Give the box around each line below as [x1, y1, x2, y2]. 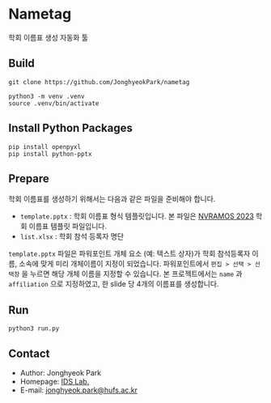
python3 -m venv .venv [8, 92, 85, 100]
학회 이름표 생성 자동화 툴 [8, 32, 89, 42]
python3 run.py [8, 325, 60, 333]
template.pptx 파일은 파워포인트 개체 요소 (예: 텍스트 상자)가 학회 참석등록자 [8, 248, 251, 259]
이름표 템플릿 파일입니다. [28, 222, 108, 231]
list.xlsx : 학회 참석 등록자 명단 [19, 231, 124, 241]
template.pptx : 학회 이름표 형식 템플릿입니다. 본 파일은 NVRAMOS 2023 [19, 211, 255, 221]
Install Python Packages [8, 121, 133, 135]
